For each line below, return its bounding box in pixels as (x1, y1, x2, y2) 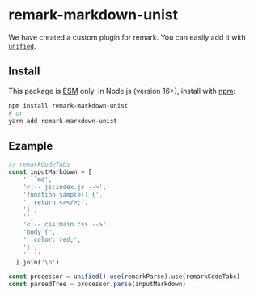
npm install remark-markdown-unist (8, 101, 129, 110)
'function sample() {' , (23, 190, 104, 199)
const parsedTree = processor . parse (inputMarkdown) (8, 281, 186, 289)
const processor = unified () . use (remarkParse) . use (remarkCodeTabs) (8, 273, 241, 281)
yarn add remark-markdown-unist (8, 116, 117, 125)
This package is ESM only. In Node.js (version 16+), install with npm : (8, 86, 236, 95)
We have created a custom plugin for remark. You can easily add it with (8, 32, 246, 42)
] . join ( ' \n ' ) (15, 258, 60, 266)
